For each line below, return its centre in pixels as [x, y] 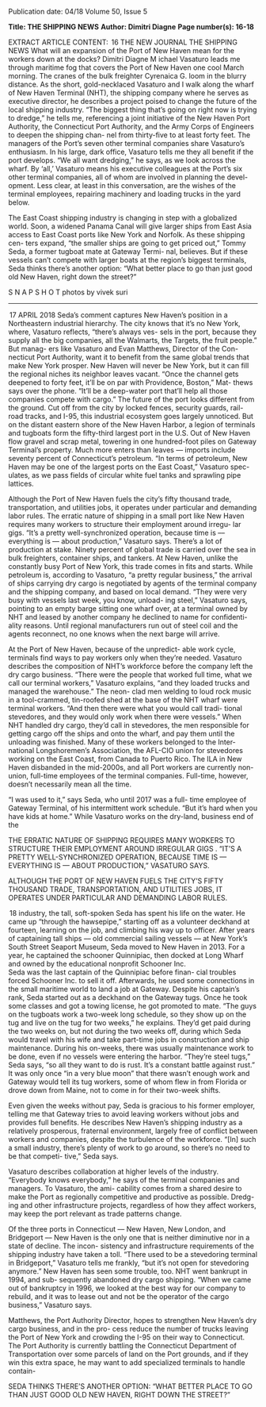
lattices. [21, 484]
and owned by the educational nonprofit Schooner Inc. [97, 964]
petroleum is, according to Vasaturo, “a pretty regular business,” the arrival [130, 575]
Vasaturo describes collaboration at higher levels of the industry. [114, 1171]
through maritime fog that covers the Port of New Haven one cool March [126, 67]
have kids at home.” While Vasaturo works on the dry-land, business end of [131, 816]
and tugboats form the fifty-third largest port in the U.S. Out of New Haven [129, 433]
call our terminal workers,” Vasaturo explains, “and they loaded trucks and [129, 683]
